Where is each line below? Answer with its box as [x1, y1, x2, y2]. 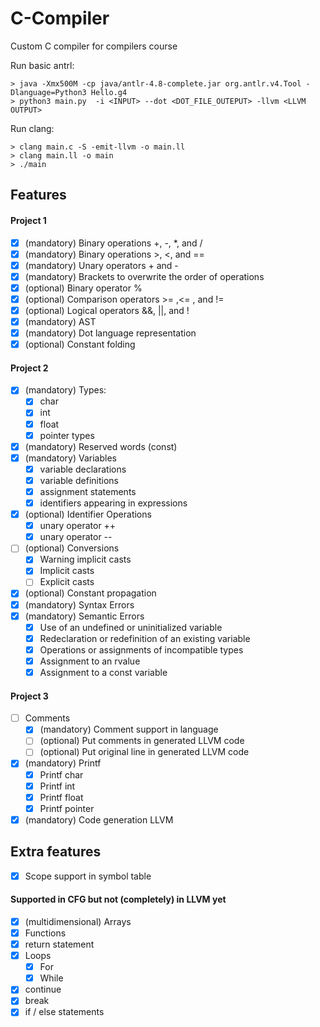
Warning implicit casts [39, 553, 132, 566]
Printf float [39, 791, 84, 803]
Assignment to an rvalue [39, 655, 141, 667]
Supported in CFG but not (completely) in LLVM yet [10, 893, 227, 906]
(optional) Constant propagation [24, 587, 157, 599]
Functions [24, 927, 67, 939]
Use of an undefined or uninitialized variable [39, 621, 223, 633]
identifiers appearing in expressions [39, 497, 188, 509]
